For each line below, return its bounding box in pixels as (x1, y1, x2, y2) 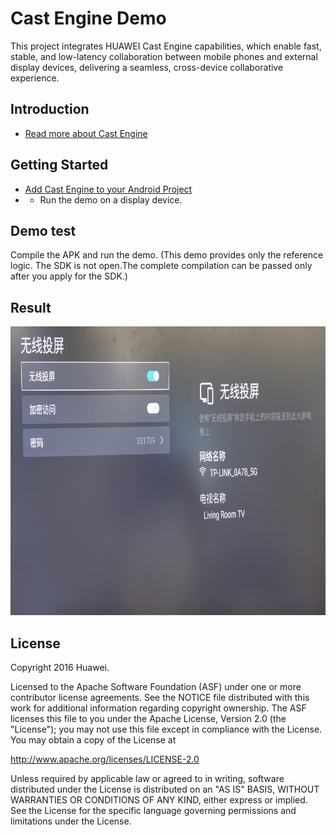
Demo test (10, 222, 77, 239)
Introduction (10, 101, 90, 118)
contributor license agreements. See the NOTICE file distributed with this (10, 692, 310, 703)
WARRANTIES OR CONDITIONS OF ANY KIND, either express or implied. (10, 794, 308, 806)
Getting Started (10, 157, 109, 174)
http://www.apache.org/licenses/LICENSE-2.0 (10, 753, 200, 765)
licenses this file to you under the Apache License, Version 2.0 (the (10, 713, 287, 724)
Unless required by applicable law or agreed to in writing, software (10, 773, 285, 784)
